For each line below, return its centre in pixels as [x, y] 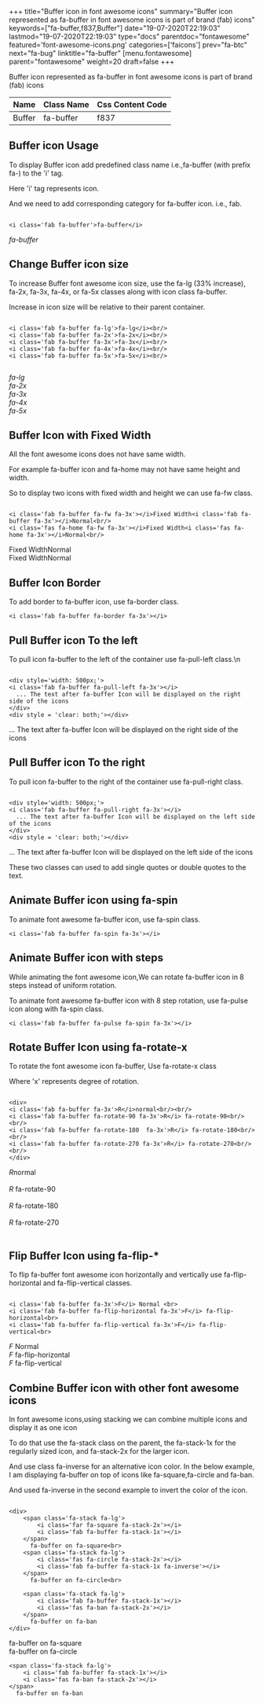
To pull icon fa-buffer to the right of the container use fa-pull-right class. [126, 782]
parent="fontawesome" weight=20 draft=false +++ [92, 61]
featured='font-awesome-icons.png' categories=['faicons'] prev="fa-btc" [128, 45]
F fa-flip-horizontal [40, 1355]
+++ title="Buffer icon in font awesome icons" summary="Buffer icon [121, 11]
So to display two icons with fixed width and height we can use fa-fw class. [131, 493]
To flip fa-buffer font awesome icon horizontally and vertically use [116, 1275]
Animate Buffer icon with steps [86, 958]
